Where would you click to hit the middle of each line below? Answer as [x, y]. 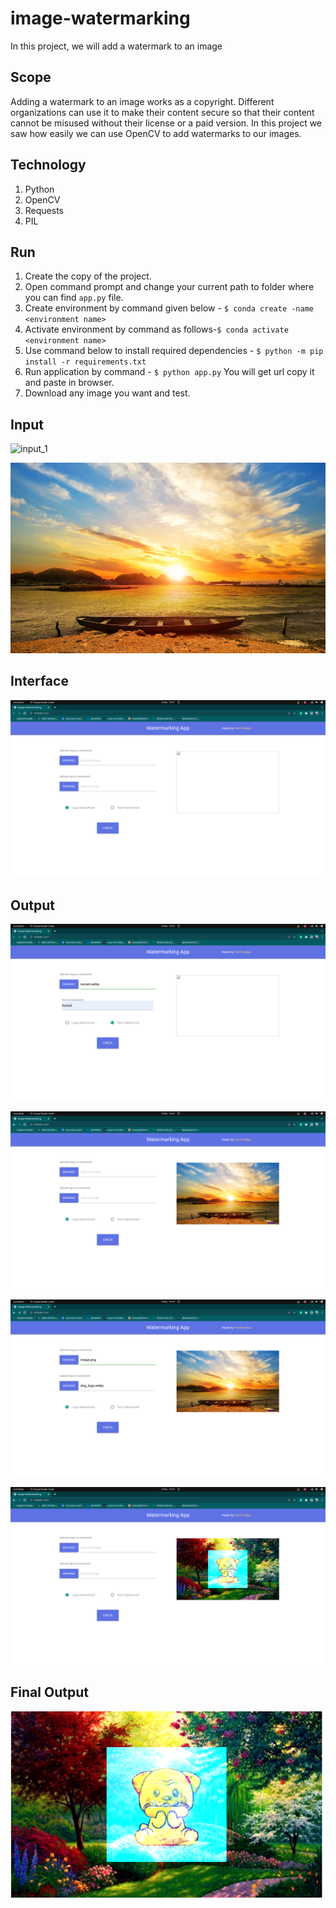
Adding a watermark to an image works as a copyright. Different [142, 101]
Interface [39, 681]
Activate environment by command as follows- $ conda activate [156, 329]
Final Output [49, 1692]
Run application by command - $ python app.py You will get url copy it [169, 372]
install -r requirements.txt [85, 362]
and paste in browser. [69, 383]
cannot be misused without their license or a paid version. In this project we [166, 123]
